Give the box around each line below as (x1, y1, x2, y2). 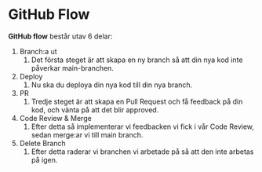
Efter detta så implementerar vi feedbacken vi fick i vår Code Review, (31, 122, 255, 131)
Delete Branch (19, 138, 66, 148)
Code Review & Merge (19, 113, 92, 123)
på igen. (31, 155, 58, 164)
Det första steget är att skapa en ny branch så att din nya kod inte (31, 55, 243, 64)
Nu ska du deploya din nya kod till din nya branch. (31, 80, 193, 90)
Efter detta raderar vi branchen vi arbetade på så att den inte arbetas (31, 147, 254, 156)
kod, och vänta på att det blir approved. (31, 104, 159, 115)
